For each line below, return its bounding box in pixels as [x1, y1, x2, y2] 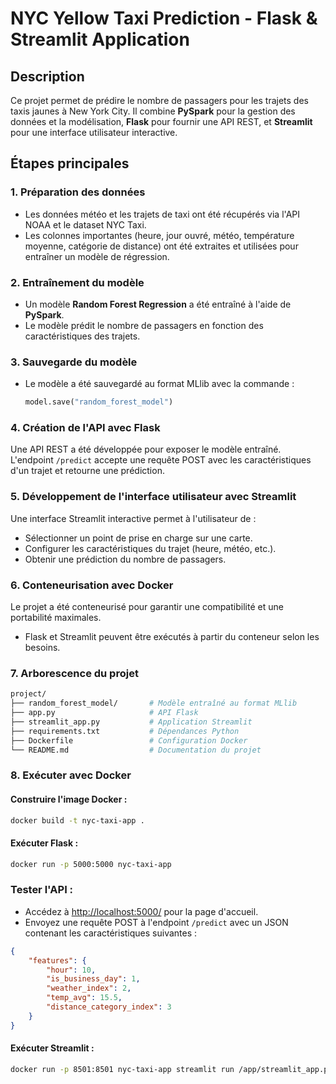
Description [10, 68, 85, 85]
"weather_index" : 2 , [46, 983, 132, 994]
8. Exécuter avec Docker [10, 768, 132, 782]
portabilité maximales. [10, 612, 102, 624]
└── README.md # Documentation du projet [10, 745, 262, 755]
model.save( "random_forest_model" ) [24, 397, 174, 407]
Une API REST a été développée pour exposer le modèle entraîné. [10, 443, 282, 456]
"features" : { [28, 955, 87, 966]
